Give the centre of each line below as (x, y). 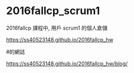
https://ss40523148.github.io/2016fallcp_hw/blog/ (67, 64)
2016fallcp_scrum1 (53, 11)
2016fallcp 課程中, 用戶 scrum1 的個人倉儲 (57, 28)
